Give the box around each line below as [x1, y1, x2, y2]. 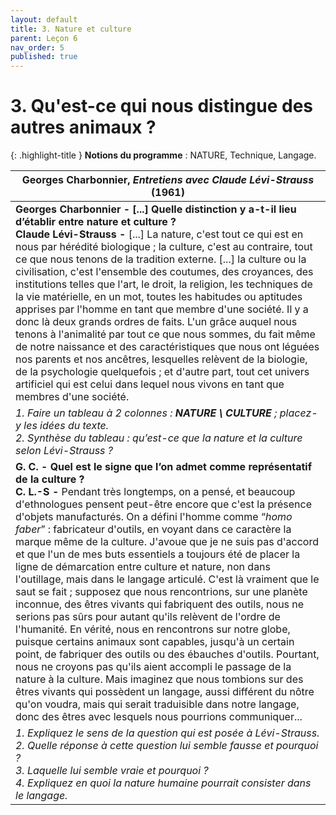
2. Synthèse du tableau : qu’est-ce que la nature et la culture [15, 431, 303, 445]
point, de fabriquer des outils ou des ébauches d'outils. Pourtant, [15, 647, 320, 661]
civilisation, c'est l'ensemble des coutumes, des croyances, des [15, 265, 314, 279]
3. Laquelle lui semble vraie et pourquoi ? [15, 764, 209, 778]
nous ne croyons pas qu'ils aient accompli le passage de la [15, 660, 292, 674]
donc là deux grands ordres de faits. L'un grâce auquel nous [15, 315, 298, 329]
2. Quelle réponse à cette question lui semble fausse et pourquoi [15, 739, 319, 753]
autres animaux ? [10, 116, 157, 139]
